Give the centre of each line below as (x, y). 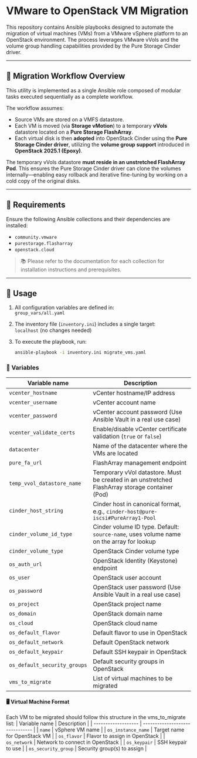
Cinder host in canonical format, (137, 504)
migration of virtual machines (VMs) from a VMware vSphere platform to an (97, 33)
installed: (17, 225)
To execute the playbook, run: (50, 342)
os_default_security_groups (48, 665)
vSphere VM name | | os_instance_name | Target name (120, 729)
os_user (20, 577)
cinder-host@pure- (132, 511)
